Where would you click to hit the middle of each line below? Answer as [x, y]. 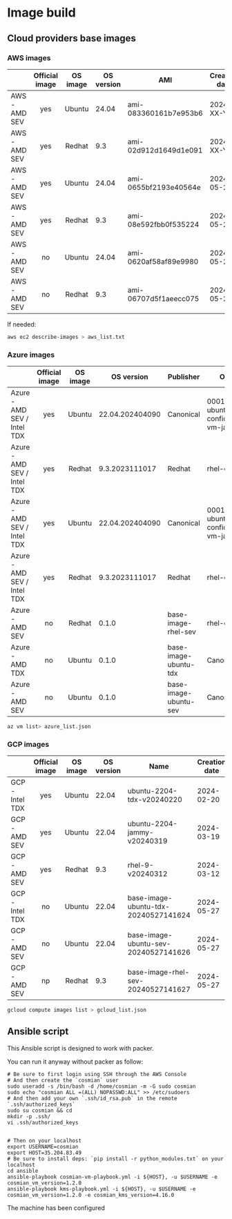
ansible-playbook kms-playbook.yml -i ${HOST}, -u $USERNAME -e [101, 1189]
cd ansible [23, 1171]
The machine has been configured [56, 1208]
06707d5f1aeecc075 [163, 298]
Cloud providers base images [71, 38]
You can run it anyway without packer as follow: [75, 1062]
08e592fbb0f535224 [163, 224]
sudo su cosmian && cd [40, 1110]
